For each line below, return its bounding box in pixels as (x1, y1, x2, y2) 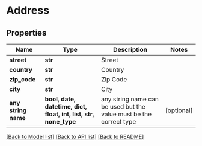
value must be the (101, 110, 152, 118)
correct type (101, 118, 136, 125)
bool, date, (44, 95, 76, 103)
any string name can (101, 95, 159, 103)
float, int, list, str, (44, 110, 94, 118)
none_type (44, 118, 76, 125)
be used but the (101, 103, 146, 110)
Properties (6, 28, 47, 38)
